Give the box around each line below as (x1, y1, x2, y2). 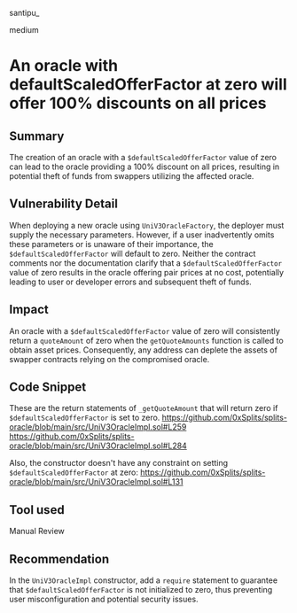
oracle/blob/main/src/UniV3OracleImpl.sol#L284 (9, 440, 188, 451)
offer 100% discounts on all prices (9, 93, 267, 113)
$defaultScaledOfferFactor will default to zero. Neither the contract (9, 248, 256, 259)
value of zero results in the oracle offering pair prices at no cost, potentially (9, 267, 285, 277)
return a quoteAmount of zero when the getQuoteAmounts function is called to (9, 335, 284, 345)
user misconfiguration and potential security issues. (9, 594, 199, 605)
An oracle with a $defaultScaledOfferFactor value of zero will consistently (9, 325, 281, 336)
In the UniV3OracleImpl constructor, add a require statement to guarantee (9, 575, 277, 586)
